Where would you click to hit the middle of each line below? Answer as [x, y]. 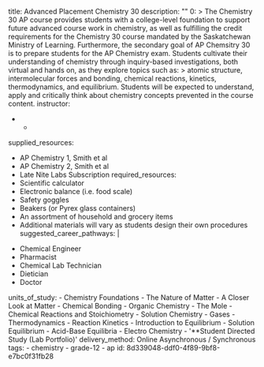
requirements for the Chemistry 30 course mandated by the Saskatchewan [129, 36]
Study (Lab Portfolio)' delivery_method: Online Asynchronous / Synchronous [132, 339]
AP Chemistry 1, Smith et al [63, 158]
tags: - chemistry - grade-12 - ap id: [67, 348]
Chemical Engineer [50, 249]
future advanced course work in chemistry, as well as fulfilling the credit [125, 28]
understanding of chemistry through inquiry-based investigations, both [123, 62]
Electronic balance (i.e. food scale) [76, 191]
